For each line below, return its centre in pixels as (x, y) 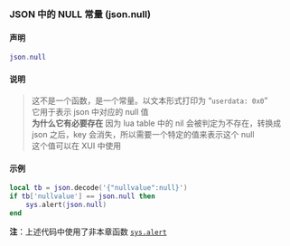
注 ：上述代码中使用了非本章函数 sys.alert (88, 232)
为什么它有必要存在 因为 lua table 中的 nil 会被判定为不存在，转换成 (156, 123)
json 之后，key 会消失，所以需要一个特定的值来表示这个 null (143, 135)
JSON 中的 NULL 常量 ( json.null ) (80, 14)
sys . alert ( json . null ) (66, 205)
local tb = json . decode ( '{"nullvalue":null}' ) (98, 188)
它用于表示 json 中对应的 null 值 (90, 112)
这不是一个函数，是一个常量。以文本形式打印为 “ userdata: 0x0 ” (150, 100)
